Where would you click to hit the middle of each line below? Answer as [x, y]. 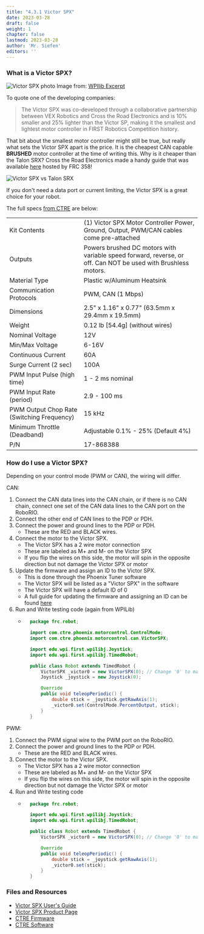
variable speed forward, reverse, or [134, 255]
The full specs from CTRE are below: [52, 209]
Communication [32, 291]
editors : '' [21, 52]
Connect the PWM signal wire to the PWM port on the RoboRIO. [94, 740]
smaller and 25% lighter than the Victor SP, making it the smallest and [108, 123]
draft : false [23, 23]
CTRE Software [34, 924]
